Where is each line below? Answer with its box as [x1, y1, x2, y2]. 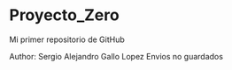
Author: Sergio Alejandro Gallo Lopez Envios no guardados [9, 51, 224, 61]
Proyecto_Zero [9, 5, 120, 25]
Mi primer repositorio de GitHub [9, 34, 126, 45]
